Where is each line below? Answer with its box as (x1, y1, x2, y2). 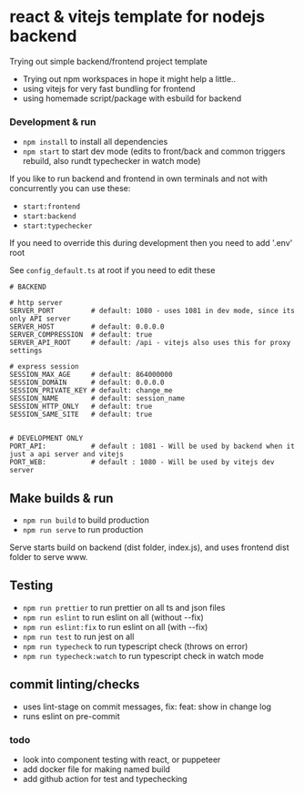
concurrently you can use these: (9, 183, 131, 194)
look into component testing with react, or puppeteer (22, 754, 221, 765)
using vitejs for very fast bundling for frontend (22, 83, 196, 94)
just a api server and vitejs (9, 450, 125, 459)
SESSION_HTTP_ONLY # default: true (9, 402, 153, 412)
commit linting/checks (9, 676, 140, 693)
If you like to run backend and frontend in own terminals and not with (9, 173, 269, 184)
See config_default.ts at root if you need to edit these (9, 265, 216, 276)
